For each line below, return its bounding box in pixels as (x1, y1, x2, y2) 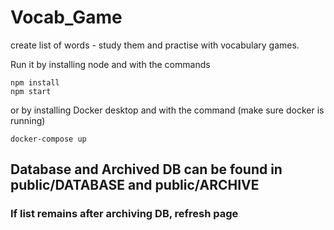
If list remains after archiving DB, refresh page (10, 207, 239, 221)
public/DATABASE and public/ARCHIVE (10, 177, 260, 194)
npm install (10, 77, 60, 88)
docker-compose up (10, 134, 87, 144)
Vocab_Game (10, 6, 123, 29)
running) (10, 114, 46, 126)
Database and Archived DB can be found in (10, 161, 283, 178)
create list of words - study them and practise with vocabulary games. (10, 39, 300, 51)
